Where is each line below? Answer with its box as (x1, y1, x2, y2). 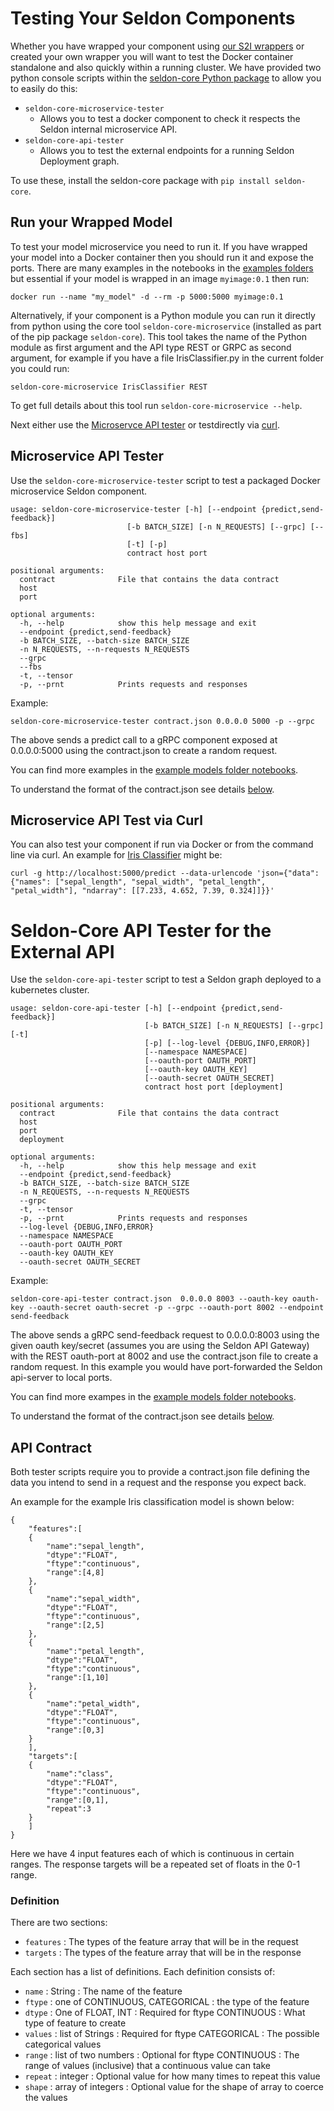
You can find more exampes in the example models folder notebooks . (10, 1391, 297, 1403)
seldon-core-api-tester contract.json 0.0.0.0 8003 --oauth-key (10, 1294, 288, 1304)
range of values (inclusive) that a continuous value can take (24, 2060, 271, 2072)
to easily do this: (10, 82, 78, 94)
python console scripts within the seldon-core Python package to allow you (10, 72, 322, 84)
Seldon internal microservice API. (39, 123, 178, 135)
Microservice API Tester (10, 448, 165, 465)
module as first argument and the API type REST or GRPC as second (10, 341, 292, 353)
